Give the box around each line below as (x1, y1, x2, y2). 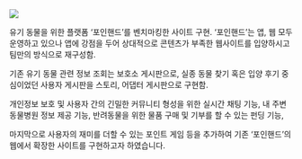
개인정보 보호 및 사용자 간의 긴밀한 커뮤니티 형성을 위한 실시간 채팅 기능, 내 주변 (9, 99, 288, 109)
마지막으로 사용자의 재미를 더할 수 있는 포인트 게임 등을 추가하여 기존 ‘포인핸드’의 (9, 129, 292, 139)
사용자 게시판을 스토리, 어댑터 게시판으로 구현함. (40, 80, 209, 90)
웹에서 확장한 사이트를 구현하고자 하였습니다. (9, 140, 166, 151)
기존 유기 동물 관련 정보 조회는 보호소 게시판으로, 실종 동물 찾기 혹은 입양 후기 (9, 68, 280, 79)
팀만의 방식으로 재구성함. (9, 49, 96, 59)
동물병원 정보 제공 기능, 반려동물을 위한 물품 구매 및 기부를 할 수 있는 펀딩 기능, (9, 110, 285, 120)
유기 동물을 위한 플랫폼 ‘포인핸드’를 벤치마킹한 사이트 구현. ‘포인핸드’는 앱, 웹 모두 (9, 27, 293, 37)
